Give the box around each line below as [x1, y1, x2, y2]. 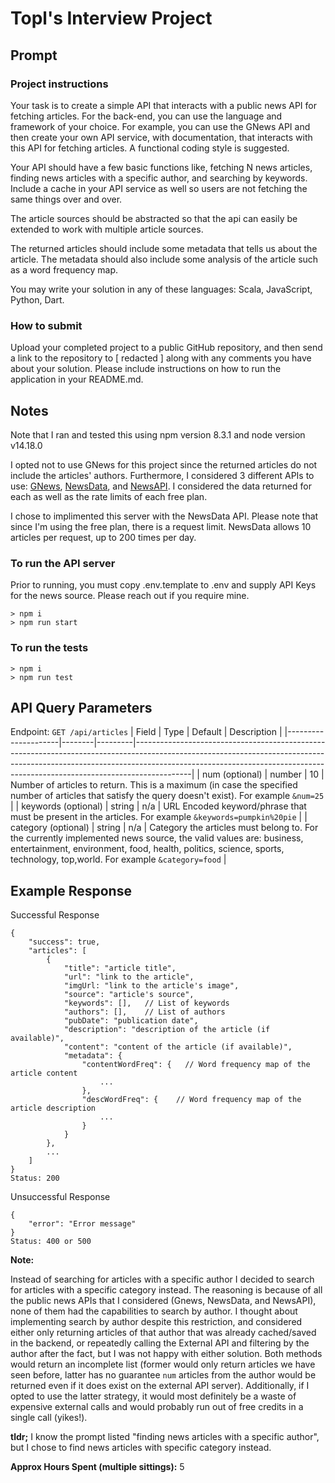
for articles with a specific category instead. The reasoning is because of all [10, 1284, 323, 1296]
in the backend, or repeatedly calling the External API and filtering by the [10, 1337, 310, 1349]
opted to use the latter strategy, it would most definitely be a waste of [10, 1390, 297, 1402]
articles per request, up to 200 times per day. [10, 531, 197, 543]
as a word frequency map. [10, 263, 119, 276]
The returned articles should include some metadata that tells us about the [10, 242, 318, 254]
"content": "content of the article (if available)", [63, 1042, 293, 1052]
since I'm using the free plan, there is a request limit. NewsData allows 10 [10, 520, 312, 532]
